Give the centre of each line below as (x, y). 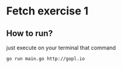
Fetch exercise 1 (47, 11)
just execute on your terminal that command (61, 48)
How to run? (30, 33)
